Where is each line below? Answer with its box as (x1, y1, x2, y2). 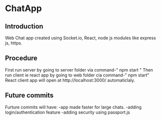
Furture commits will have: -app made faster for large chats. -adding (5, 104, 142, 110)
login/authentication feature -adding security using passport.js (5, 109, 130, 115)
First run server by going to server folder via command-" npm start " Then (5, 67, 153, 73)
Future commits (5, 91, 54, 100)
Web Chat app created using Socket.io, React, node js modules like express (5, 35, 156, 41)
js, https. (5, 40, 23, 46)
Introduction (5, 22, 44, 30)
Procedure (5, 54, 38, 62)
